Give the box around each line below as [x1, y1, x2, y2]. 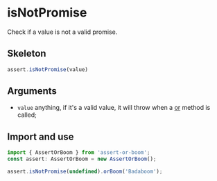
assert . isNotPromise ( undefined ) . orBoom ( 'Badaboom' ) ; [7, 168, 163, 175]
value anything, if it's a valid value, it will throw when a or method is [17, 104, 211, 112]
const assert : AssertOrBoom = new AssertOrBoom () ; [7, 155, 157, 163]
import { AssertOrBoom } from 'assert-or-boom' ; [7, 149, 150, 156]
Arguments [7, 85, 58, 97]
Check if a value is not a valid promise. [7, 28, 118, 36]
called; [17, 111, 37, 119]
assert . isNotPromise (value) [7, 66, 89, 73]
